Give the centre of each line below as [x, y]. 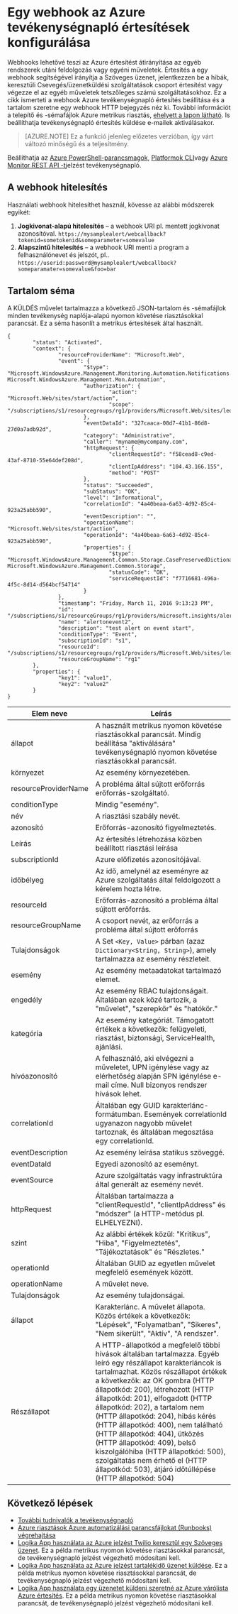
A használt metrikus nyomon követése [159, 725]
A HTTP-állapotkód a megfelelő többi [158, 1345]
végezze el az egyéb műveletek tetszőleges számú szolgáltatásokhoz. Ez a [117, 92]
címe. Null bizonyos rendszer [159, 1085]
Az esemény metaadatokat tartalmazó [158, 970]
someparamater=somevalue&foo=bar [67, 269]
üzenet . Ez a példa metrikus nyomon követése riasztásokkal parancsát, [121, 1550]
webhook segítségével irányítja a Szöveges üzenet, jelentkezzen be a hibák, [118, 77]
